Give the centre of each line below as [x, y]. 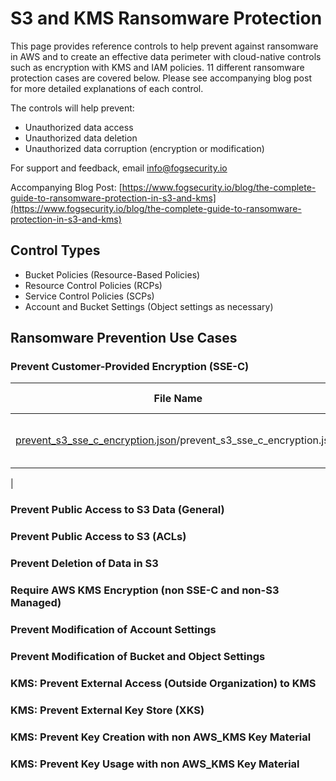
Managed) [36, 603]
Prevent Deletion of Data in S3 [84, 564]
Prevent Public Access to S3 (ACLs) [98, 537]
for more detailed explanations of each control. [107, 88]
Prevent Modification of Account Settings [113, 630]
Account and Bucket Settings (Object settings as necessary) [149, 306]
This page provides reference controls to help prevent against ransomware [164, 46]
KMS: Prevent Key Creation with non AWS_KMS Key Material [161, 737]
